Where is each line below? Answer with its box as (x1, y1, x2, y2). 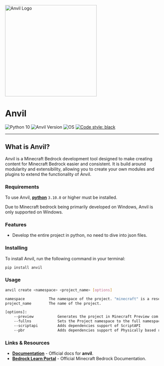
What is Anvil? (5, 143, 50, 151)
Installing (5, 245, 28, 251)
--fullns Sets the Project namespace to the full (14, 319, 141, 324)
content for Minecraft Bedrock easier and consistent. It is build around (5, 161, 146, 167)
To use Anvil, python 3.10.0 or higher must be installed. (5, 194, 118, 200)
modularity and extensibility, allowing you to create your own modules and (5, 166, 155, 172)
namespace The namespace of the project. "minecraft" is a (5, 296, 150, 301)
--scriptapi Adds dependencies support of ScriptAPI (14, 324, 141, 328)
